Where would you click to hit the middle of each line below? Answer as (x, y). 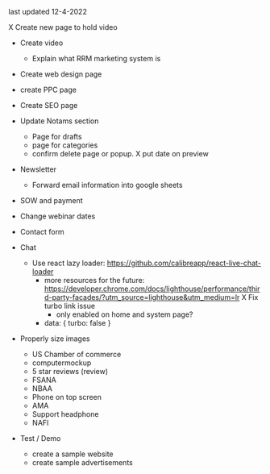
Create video (42, 43)
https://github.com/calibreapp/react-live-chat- (184, 263)
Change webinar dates (58, 216)
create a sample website (73, 454)
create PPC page (48, 89)
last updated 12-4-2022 (48, 12)
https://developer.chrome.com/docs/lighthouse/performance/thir (152, 289)
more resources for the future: (94, 280)
